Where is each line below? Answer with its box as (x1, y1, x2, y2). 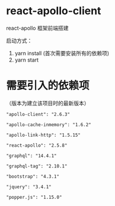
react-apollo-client (6, 4, 101, 18)
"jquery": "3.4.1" (6, 184, 52, 190)
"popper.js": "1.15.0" (6, 194, 62, 200)
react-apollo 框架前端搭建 (6, 24, 69, 31)
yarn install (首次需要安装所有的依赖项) (14, 49, 110, 57)
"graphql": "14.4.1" (6, 153, 57, 159)
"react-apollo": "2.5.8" (6, 142, 68, 149)
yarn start (14, 56, 39, 63)
